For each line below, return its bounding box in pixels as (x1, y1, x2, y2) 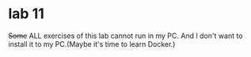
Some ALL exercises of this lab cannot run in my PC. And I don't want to (8, 31, 243, 40)
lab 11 (8, 5, 45, 23)
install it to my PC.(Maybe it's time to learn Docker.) (8, 39, 176, 48)
